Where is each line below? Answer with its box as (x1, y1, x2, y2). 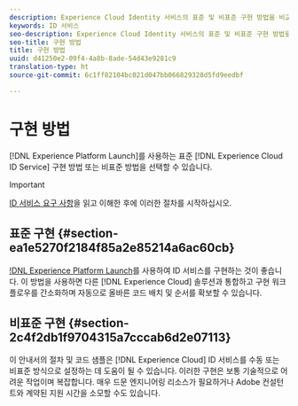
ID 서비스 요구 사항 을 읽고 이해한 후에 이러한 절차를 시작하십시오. (9, 197, 232, 208)
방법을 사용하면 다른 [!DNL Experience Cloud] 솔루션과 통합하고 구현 (29, 276, 271, 286)
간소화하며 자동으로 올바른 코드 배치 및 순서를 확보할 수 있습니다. (39, 287, 263, 298)
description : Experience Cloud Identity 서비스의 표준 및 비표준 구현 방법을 (9, 12, 276, 22)
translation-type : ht (9, 63, 90, 72)
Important (9, 179, 45, 190)
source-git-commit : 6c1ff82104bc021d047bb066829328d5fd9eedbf (9, 71, 244, 80)
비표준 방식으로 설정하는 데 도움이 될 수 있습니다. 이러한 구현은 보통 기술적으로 (9, 365, 279, 377)
